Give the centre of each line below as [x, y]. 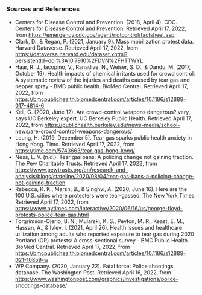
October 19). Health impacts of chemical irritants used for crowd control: [105, 74]
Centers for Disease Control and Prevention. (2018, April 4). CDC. [96, 22]
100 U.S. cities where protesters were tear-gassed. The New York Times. [105, 196]
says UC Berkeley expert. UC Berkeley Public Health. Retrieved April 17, [103, 118]
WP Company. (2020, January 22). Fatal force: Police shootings [94, 266]
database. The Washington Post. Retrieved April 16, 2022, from [93, 273]
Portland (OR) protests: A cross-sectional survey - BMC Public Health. [102, 241]
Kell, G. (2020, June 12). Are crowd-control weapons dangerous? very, [103, 112]
